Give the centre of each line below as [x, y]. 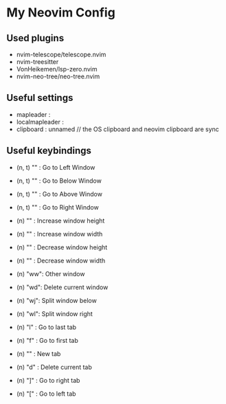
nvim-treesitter [37, 62]
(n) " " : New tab [38, 353]
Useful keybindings [49, 151]
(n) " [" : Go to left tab [46, 394]
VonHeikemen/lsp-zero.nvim [57, 69]
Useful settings [40, 98]
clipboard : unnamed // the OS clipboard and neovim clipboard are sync [117, 129]
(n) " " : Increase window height [60, 221]
